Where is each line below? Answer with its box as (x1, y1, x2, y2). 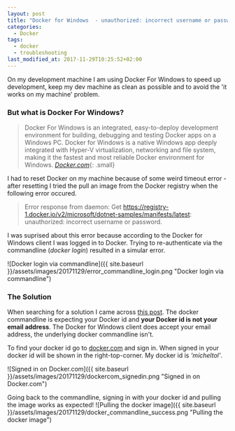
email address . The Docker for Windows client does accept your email (7, 323, 211, 331)
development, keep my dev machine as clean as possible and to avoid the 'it (7, 82, 227, 91)
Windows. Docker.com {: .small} (24, 160, 115, 169)
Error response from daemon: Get (24, 203, 122, 211)
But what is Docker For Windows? (7, 107, 124, 117)
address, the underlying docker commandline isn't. (7, 330, 154, 338)
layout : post (7, 10, 45, 18)
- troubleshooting (13, 50, 68, 57)
